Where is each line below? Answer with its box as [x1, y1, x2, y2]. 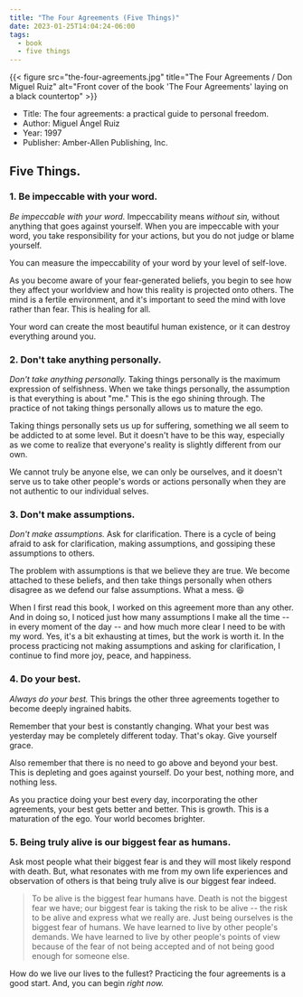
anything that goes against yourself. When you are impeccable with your [9, 221, 279, 231]
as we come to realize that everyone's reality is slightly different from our [9, 439, 282, 450]
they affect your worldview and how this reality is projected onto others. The [9, 284, 294, 295]
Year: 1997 [22, 127, 62, 138]
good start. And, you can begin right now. [9, 978, 165, 988]
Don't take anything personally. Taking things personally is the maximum [9, 374, 280, 385]
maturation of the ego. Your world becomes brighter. [9, 813, 205, 823]
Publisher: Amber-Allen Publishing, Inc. [22, 137, 169, 148]
